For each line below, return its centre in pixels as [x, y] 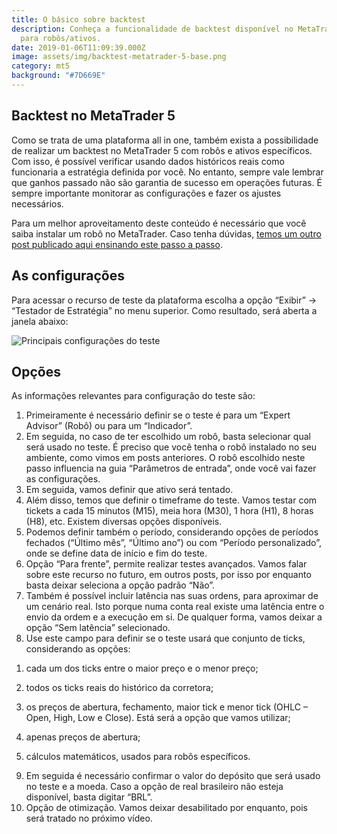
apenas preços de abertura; [83, 737]
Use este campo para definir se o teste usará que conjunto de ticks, [165, 638]
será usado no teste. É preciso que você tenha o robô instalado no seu [171, 447]
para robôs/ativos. [61, 38]
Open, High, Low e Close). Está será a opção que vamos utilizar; [158, 718]
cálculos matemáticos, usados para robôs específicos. [138, 757]
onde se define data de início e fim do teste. [116, 553]
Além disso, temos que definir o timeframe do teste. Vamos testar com [171, 500]
